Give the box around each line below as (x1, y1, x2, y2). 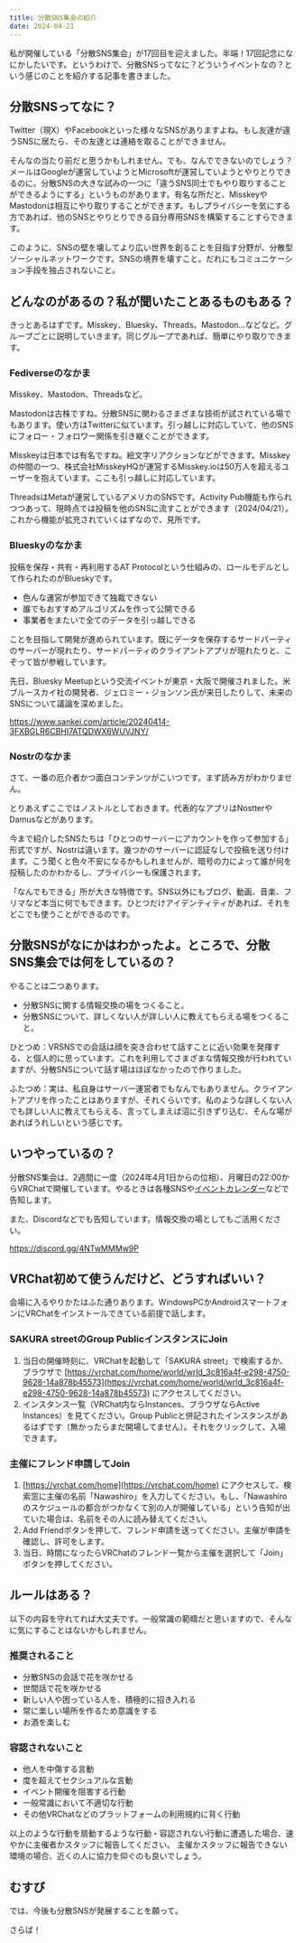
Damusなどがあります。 (9, 814, 98, 825)
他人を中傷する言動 (22, 1763, 95, 1775)
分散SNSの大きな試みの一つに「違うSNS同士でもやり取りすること (40, 178, 287, 189)
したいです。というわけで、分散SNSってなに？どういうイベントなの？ (24, 59, 285, 70)
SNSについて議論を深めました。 (9, 697, 129, 709)
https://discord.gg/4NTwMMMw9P (9, 1243, 140, 1254)
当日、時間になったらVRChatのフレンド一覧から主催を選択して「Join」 (22, 1547, 289, 1558)
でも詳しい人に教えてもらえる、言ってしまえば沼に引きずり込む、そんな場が (9, 1106, 293, 1116)
